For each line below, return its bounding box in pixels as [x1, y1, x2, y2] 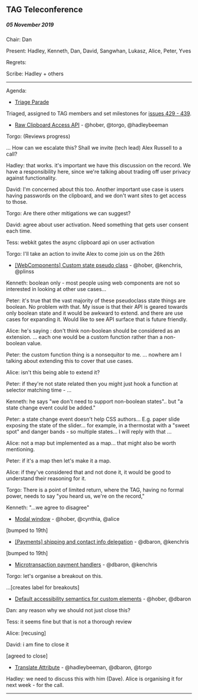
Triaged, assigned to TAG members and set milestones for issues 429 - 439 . [6, 110, 192, 117]
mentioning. [6, 446, 35, 453]
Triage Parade [14, 98, 49, 105]
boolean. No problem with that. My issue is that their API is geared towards [6, 303, 188, 311]
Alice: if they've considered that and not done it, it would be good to [6, 468, 171, 476]
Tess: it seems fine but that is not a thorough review [6, 618, 132, 625]
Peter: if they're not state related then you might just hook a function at [6, 380, 178, 388]
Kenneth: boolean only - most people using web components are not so [6, 279, 180, 286]
